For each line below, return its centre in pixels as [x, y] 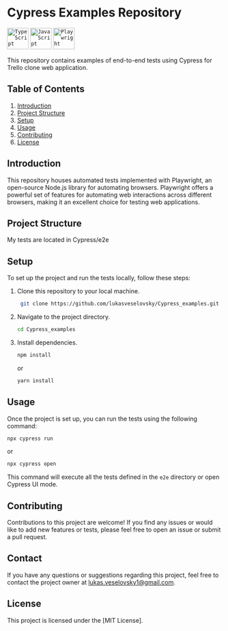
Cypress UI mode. [32, 484]
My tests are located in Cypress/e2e [58, 240]
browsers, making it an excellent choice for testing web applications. [103, 202]
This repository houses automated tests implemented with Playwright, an [110, 180]
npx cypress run [30, 438]
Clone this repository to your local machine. [78, 291]
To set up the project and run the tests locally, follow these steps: [99, 278]
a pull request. [27, 537]
